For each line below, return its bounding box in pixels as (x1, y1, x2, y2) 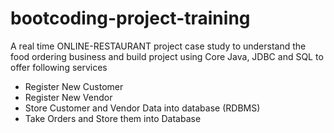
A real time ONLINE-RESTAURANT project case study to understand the (10, 40, 307, 52)
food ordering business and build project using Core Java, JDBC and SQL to (10, 50, 324, 62)
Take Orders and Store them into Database (24, 112, 202, 124)
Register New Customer (24, 80, 124, 92)
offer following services (10, 61, 108, 73)
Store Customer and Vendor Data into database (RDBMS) (24, 102, 261, 114)
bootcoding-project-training (10, 7, 251, 30)
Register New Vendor (24, 91, 113, 103)
